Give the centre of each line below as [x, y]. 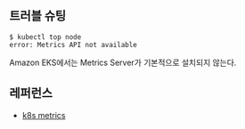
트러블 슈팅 [38, 16]
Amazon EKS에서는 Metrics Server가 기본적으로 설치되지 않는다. [123, 62]
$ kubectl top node [45, 37]
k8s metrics [44, 115]
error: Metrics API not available [73, 44]
